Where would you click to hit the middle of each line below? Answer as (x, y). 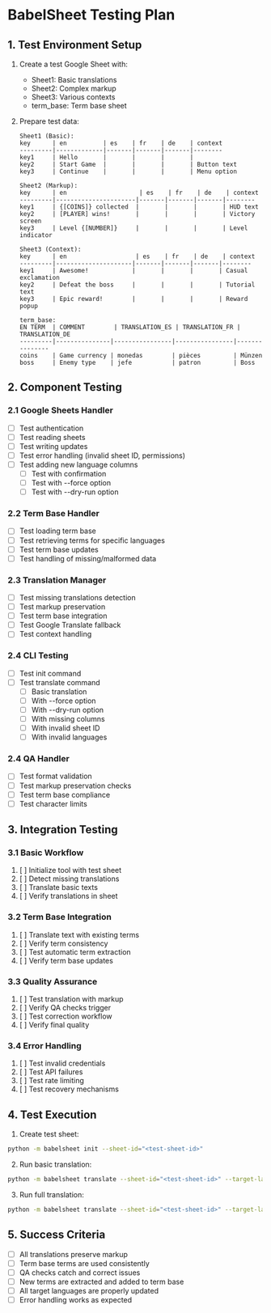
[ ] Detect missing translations (69, 879)
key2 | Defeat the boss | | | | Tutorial (137, 285)
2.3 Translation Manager (57, 580)
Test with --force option (71, 483)
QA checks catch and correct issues (80, 1273)
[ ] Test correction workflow (66, 1016)
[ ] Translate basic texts (59, 887)
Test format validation (55, 776)
